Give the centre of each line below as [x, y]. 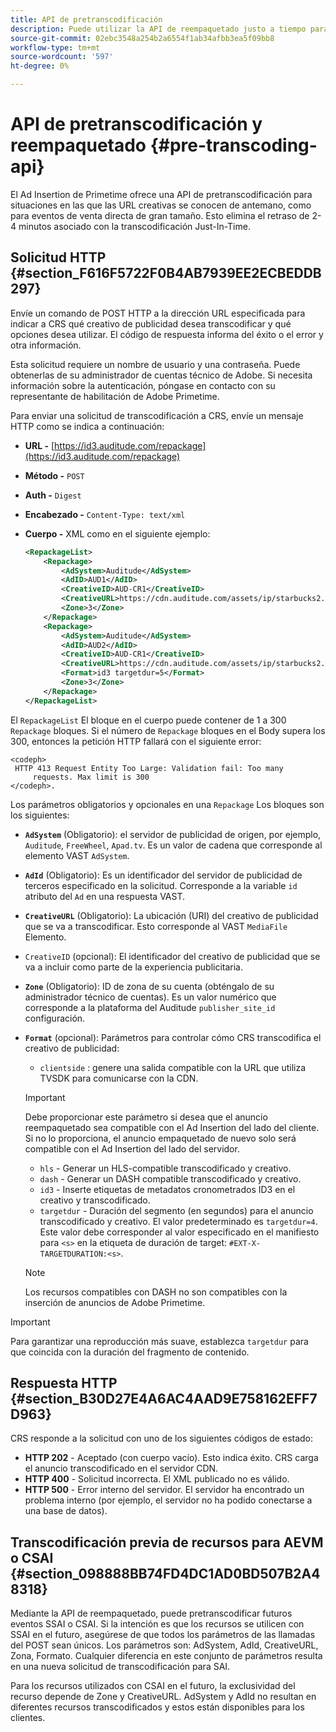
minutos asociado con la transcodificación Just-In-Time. [134, 226]
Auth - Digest [53, 495]
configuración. [55, 1018]
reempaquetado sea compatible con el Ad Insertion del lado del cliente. [172, 1127]
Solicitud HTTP [58, 257]
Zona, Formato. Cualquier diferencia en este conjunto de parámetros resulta [166, 1656]
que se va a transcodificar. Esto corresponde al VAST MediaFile [156, 926]
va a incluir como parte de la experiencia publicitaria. [134, 967]
